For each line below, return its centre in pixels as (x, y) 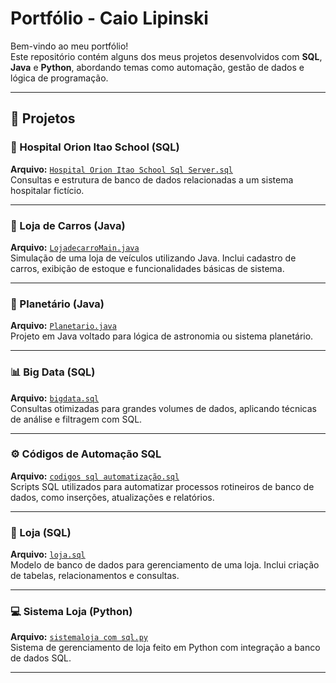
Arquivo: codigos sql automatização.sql (95, 476)
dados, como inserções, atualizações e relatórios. (112, 497)
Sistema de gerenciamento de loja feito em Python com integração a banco (165, 648)
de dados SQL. (41, 658)
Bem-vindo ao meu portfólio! (69, 46)
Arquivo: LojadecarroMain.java (75, 247)
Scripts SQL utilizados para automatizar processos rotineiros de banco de (162, 486)
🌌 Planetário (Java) (57, 304)
